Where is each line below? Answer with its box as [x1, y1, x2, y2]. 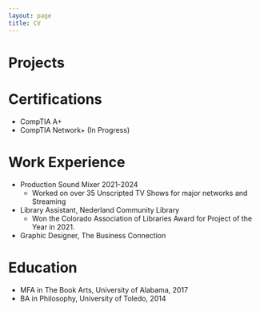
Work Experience [8, 153, 126, 171]
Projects [8, 54, 66, 72]
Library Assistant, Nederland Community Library [19, 205, 180, 214]
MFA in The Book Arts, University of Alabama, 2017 [19, 285, 189, 294]
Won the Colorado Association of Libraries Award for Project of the [31, 213, 253, 223]
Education [8, 258, 78, 277]
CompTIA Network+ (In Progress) [19, 125, 130, 134]
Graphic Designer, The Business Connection [19, 230, 166, 240]
